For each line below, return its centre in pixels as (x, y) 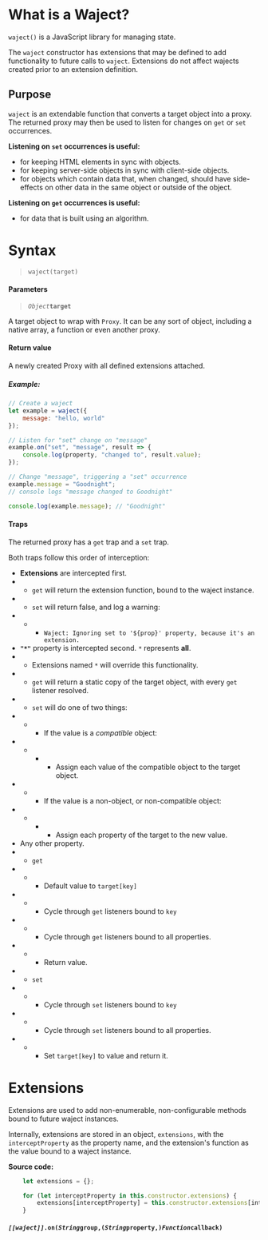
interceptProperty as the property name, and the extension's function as (128, 1142)
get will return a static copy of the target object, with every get (134, 682)
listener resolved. (60, 690)
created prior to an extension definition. (73, 69)
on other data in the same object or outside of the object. (139, 187)
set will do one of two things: (79, 707)
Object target (49, 306)
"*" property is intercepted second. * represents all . (105, 648)
